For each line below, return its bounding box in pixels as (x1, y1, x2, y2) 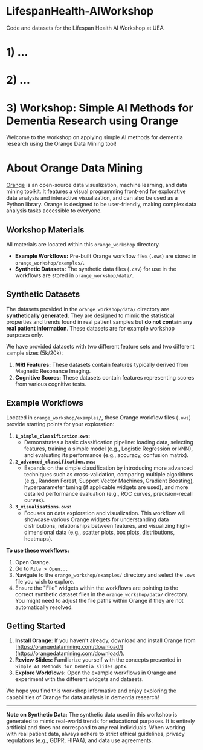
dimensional (24, 528, 54, 536)
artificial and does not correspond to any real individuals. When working (6, 724, 185, 731)
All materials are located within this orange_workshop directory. (6, 241, 161, 248)
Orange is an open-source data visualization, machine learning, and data (6, 182, 187, 189)
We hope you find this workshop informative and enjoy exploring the (6, 687, 176, 694)
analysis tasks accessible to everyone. (6, 207, 102, 214)
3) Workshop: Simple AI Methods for (6, 101, 193, 114)
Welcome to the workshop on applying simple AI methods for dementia (6, 134, 183, 141)
